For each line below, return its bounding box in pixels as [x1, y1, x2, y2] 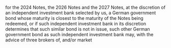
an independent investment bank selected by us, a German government [5, 10, 156, 16]
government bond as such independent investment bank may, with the [5, 32, 154, 37]
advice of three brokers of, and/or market [5, 37, 92, 43]
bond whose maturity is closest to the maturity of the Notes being [5, 15, 144, 21]
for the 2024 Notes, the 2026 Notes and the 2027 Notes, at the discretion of [5, 5, 166, 10]
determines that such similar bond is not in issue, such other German [5, 26, 151, 32]
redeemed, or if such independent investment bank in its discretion [5, 20, 146, 27]
